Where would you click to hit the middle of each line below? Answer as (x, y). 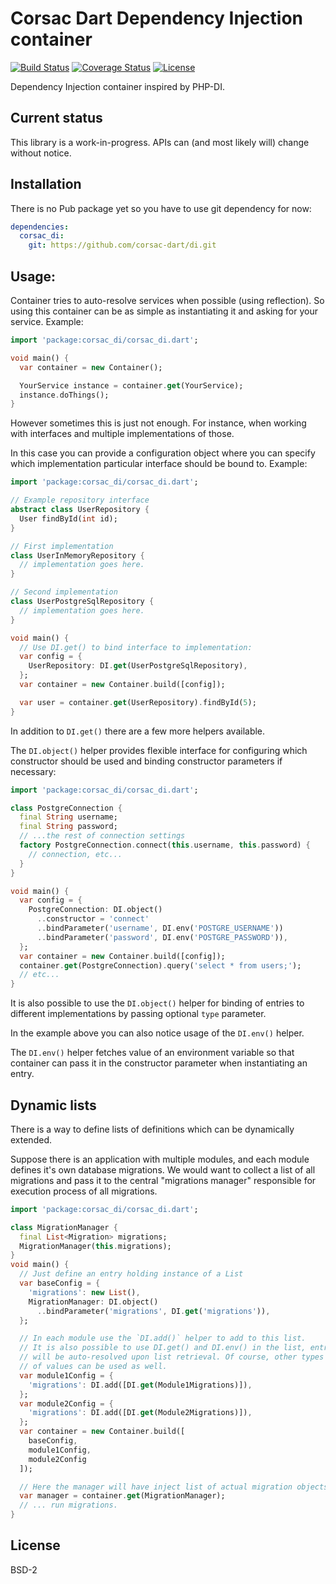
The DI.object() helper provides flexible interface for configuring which (159, 750)
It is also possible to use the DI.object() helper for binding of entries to (157, 1003)
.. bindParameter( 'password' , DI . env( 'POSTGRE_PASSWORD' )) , (162, 937)
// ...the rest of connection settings (102, 836)
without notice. (41, 153)
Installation (46, 184)
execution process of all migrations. (84, 1191)
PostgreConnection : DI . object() (95, 910)
